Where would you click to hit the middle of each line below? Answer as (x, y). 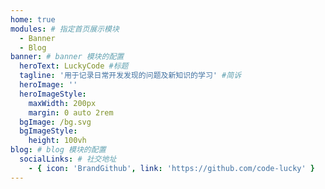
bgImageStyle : (48, 131)
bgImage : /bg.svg (55, 122)
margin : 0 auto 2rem (71, 112)
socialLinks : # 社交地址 (68, 159)
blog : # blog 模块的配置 (58, 150)
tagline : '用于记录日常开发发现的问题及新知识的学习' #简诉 (130, 76)
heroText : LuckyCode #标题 (74, 66)
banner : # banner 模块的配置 (67, 57)
